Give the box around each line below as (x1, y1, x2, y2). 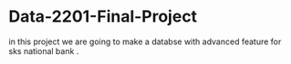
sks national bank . (8, 45, 79, 56)
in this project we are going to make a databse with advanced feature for (8, 36, 282, 47)
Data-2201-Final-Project (8, 6, 198, 27)
